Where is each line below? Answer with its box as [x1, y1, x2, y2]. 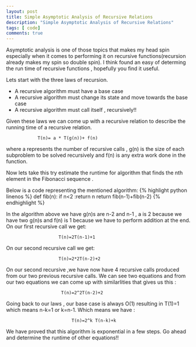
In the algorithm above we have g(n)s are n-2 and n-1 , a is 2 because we [6, 211, 183, 218]
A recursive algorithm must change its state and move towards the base [14, 94, 188, 101]
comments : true [6, 30, 43, 36]
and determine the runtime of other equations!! [6, 334, 119, 341]
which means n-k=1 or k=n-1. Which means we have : [6, 307, 136, 314]
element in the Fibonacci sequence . [6, 176, 94, 183]
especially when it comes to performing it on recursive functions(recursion [6, 53, 186, 60]
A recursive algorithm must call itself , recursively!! [14, 106, 137, 114]
